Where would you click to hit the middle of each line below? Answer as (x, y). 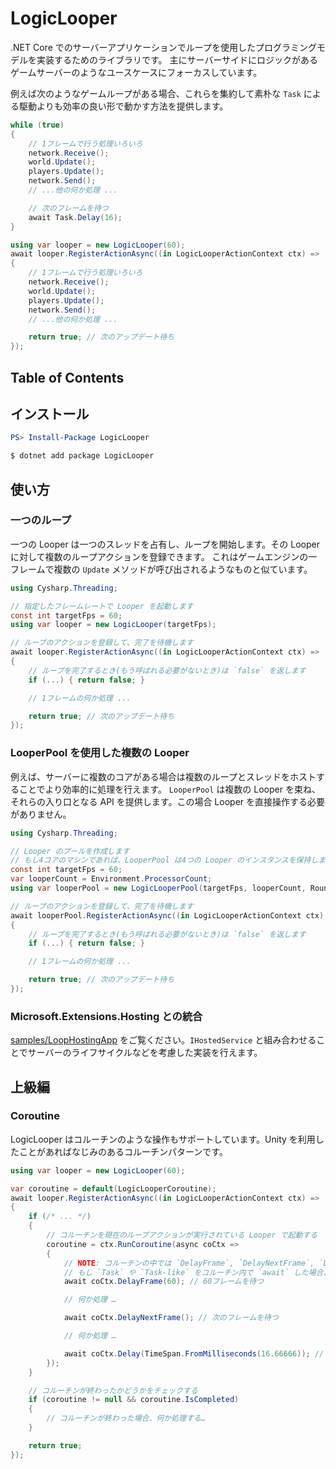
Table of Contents (67, 377)
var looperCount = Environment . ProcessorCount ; (111, 879)
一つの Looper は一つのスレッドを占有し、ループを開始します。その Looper (165, 544)
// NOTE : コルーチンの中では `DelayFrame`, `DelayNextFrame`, (189, 1263)
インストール (50, 413)
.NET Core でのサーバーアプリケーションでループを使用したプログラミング (163, 47)
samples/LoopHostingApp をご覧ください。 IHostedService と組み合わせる (163, 1040)
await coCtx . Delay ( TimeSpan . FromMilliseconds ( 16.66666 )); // (194, 1353)
